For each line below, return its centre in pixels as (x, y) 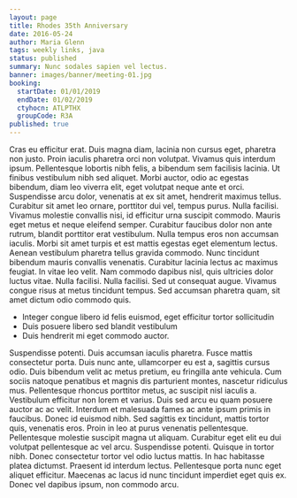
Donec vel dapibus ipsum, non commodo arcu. (94, 484)
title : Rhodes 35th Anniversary (69, 26)
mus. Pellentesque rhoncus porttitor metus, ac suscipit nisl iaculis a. (133, 391)
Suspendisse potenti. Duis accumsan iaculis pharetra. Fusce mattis (131, 353)
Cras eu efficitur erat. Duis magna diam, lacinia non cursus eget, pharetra (143, 149)
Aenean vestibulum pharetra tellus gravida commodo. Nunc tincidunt (134, 253)
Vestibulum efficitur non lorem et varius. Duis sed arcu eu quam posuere (141, 400)
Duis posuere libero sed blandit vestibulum (100, 326)
